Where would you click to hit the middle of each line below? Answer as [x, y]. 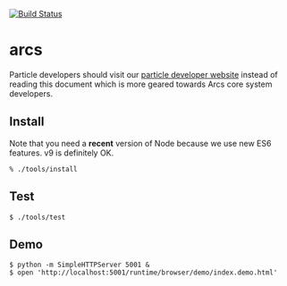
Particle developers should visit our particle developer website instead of [144, 74]
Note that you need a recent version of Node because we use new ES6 [140, 143]
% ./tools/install [43, 169]
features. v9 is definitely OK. [62, 153]
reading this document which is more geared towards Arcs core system [141, 84]
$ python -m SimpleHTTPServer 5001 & [80, 265]
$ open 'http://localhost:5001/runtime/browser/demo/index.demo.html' [143, 273]
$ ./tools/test [38, 217]
